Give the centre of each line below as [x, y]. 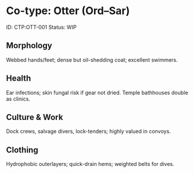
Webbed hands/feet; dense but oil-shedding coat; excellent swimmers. [92, 59]
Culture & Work [35, 117]
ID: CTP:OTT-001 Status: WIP [41, 27]
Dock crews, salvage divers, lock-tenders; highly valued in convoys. [88, 131]
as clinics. [18, 99]
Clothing [22, 150]
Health [19, 79]
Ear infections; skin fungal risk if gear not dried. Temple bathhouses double [97, 92]
